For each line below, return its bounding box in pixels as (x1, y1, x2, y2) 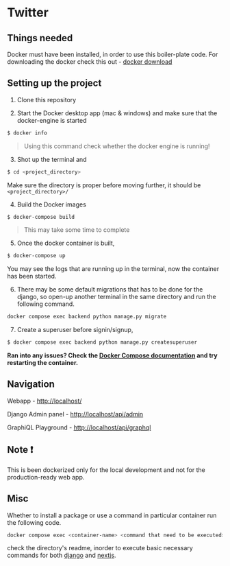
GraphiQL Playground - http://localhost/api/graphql (7, 423, 151, 432)
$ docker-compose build (7, 213, 75, 220)
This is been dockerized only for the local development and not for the (7, 465, 205, 474)
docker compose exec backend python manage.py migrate (7, 314, 167, 320)
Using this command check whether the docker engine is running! (23, 142, 210, 150)
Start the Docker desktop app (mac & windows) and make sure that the (16, 108, 218, 117)
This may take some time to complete (23, 226, 130, 234)
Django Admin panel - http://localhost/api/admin (7, 410, 144, 418)
